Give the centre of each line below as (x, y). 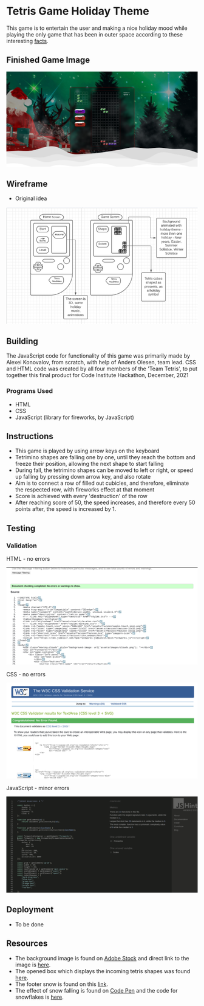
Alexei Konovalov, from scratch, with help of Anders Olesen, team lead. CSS (101, 363)
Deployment (30, 910)
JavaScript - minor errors (38, 788)
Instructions (30, 436)
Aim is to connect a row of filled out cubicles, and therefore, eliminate (102, 483)
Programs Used (30, 391)
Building (22, 341)
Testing (21, 528)
